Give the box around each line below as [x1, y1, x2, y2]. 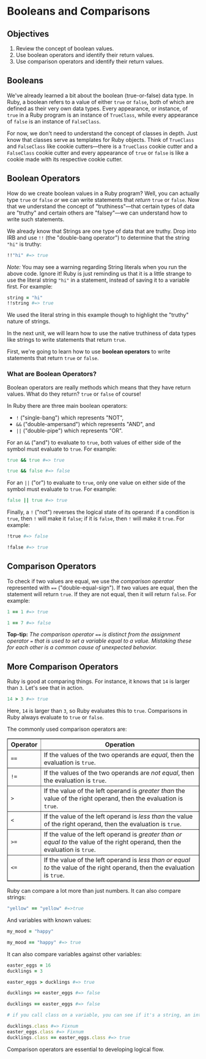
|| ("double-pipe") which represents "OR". [15, 427, 123, 434]
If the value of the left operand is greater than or [43, 830, 182, 839]
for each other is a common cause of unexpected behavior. [7, 644, 157, 651]
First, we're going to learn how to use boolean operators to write [7, 348, 171, 355]
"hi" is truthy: [7, 240, 42, 248]
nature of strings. [7, 318, 51, 325]
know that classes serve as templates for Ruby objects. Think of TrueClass [7, 136, 194, 143]
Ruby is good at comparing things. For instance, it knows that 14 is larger [7, 677, 190, 685]
